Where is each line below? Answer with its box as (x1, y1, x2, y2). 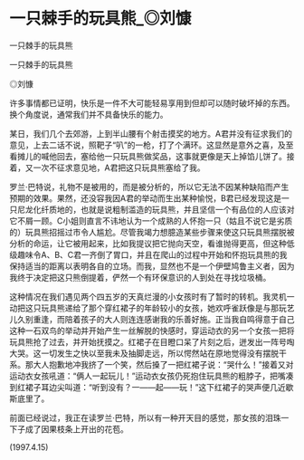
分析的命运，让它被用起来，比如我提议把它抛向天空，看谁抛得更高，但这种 (9, 237, 287, 249)
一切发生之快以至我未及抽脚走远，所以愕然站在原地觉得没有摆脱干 (40, 348, 287, 359)
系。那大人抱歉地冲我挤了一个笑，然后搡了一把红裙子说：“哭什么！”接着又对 (9, 359, 294, 369)
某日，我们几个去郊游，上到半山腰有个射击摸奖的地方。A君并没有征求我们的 (9, 128, 292, 139)
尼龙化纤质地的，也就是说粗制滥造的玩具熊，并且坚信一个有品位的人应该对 (16, 204, 295, 215)
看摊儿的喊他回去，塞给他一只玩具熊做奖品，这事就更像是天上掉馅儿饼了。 (9, 150, 287, 161)
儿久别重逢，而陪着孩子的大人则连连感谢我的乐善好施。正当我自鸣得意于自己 (9, 313, 295, 324)
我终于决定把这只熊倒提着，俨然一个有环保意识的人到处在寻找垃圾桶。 (9, 272, 271, 283)
